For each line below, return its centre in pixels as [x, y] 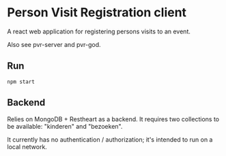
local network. [27, 146]
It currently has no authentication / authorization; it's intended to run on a [110, 139]
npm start [21, 82]
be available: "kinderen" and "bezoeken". [65, 126]
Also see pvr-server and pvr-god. [54, 44]
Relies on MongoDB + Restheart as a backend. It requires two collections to [113, 119]
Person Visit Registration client [97, 13]
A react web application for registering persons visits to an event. [99, 31]
